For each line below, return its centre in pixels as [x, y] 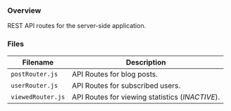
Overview [24, 11]
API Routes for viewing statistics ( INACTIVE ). [146, 97]
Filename [38, 62]
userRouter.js [35, 85]
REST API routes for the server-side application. [77, 26]
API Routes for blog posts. [115, 74]
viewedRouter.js [38, 97]
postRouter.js [35, 74]
